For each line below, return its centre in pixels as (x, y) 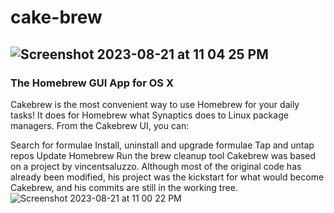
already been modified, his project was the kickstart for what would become (167, 177)
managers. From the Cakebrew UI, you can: (100, 125)
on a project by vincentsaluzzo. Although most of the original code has (156, 166)
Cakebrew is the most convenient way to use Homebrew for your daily (155, 104)
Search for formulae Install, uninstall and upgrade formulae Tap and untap (162, 145)
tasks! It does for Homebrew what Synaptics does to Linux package (149, 115)
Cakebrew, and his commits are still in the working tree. (124, 187)
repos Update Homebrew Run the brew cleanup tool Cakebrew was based (163, 155)
